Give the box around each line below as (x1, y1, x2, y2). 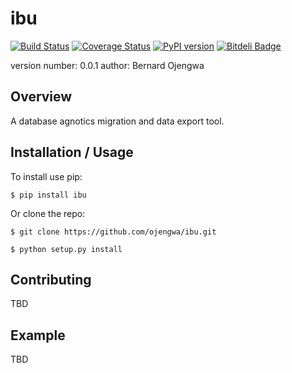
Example (10, 327, 66, 344)
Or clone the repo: (10, 207, 86, 219)
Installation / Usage (10, 144, 134, 161)
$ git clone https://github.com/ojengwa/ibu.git (10, 227, 217, 237)
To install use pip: (10, 170, 83, 182)
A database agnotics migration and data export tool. (10, 115, 225, 127)
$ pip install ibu (10, 190, 87, 200)
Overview (10, 88, 73, 106)
